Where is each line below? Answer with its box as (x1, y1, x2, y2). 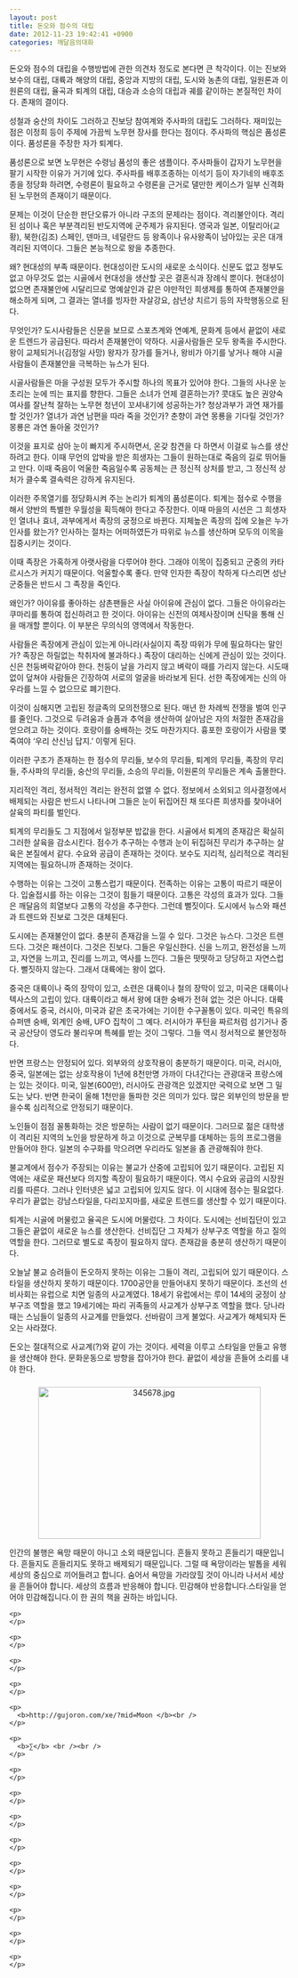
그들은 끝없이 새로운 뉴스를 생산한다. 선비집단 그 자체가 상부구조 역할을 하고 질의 (9, 1225, 287, 1236)
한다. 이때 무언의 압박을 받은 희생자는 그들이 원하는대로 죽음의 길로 (32, 452, 263, 463)
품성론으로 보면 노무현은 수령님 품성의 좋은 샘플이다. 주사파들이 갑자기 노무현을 (9, 157, 283, 167)
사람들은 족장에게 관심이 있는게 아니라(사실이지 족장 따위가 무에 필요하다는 (9, 639, 267, 650)
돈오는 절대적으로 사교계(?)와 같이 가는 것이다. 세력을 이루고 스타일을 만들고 (9, 1341, 270, 1352)
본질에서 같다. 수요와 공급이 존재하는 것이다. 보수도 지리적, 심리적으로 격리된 (25, 848, 289, 859)
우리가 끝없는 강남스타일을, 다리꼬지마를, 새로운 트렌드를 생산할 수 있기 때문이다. (9, 1195, 287, 1207)
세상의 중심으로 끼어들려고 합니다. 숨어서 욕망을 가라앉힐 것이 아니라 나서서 (9, 1569, 269, 1581)
